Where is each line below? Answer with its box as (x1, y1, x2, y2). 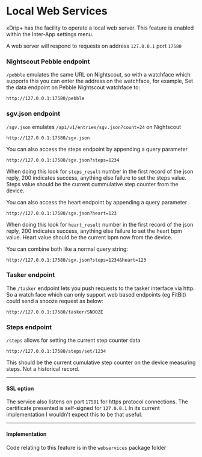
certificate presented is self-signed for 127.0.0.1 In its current (6, 405, 161, 412)
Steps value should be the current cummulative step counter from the (6, 180, 179, 188)
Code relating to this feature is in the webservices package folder (6, 444, 167, 451)
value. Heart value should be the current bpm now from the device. (6, 233, 173, 241)
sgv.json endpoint (6, 110, 61, 118)
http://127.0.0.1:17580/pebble (6, 95, 85, 102)
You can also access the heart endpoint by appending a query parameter (6, 198, 188, 206)
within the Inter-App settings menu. (6, 30, 94, 37)
